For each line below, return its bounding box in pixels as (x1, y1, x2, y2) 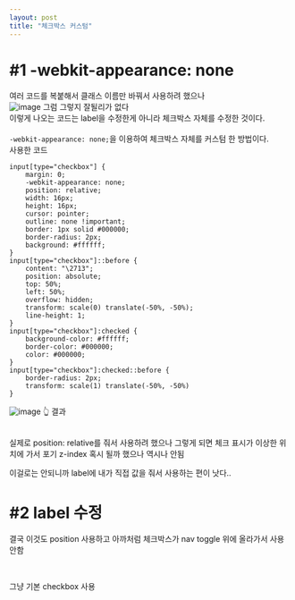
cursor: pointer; (25, 209, 90, 219)
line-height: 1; (25, 311, 87, 320)
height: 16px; (25, 202, 78, 211)
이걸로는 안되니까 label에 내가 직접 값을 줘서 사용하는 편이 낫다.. (9, 468, 232, 478)
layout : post (9, 13, 58, 22)
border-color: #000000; (25, 342, 114, 351)
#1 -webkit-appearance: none (9, 60, 234, 80)
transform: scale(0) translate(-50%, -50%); (25, 303, 194, 313)
